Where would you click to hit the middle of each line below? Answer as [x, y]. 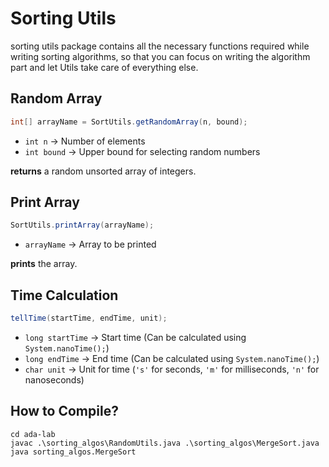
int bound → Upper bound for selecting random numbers [142, 151]
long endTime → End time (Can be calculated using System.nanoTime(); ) [172, 358]
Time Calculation [64, 295]
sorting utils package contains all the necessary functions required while [160, 46]
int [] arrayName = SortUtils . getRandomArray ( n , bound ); [129, 122]
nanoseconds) [54, 380]
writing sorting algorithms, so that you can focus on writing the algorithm [160, 56]
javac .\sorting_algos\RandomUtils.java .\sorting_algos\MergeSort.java [165, 443]
